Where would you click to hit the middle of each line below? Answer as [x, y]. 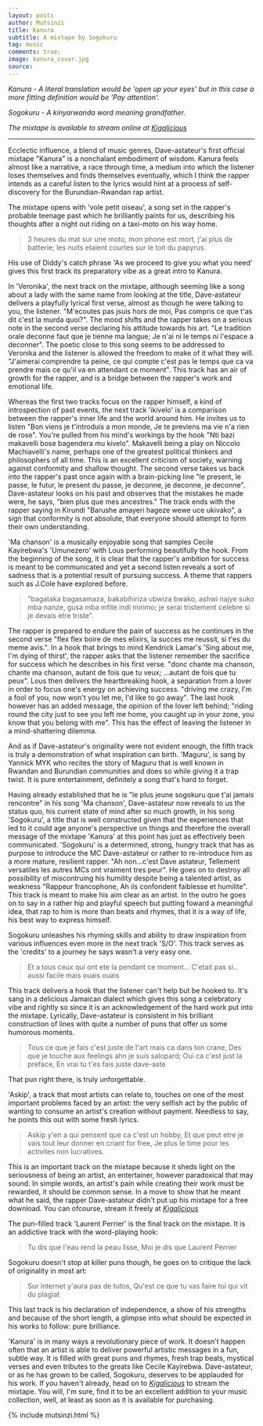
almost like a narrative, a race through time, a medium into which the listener [131, 166]
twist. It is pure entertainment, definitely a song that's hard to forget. [118, 779]
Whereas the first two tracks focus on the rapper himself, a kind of [115, 401]
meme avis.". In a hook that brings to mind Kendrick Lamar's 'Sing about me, [131, 647]
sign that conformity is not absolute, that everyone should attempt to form [127, 518]
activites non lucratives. [65, 1151]
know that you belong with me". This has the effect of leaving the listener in [130, 722]
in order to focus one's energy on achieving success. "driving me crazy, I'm [130, 689]
